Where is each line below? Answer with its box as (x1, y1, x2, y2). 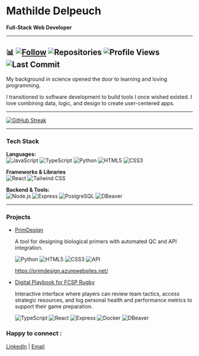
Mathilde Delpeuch (6, 4, 102, 18)
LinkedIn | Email (6, 343, 45, 350)
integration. (14, 244, 43, 251)
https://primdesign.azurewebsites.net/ (14, 267, 108, 275)
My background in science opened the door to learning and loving (6, 75, 168, 83)
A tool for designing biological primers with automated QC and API (14, 238, 177, 245)
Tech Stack (6, 137, 40, 145)
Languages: (6, 150, 37, 158)
